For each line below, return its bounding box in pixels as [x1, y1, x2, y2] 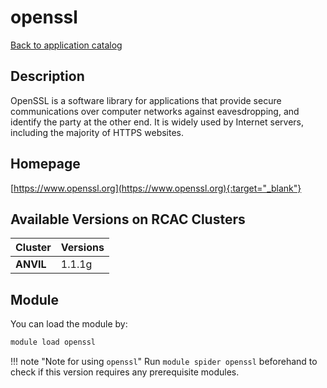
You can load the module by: [10, 318, 128, 330]
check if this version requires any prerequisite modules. [10, 366, 240, 378]
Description [10, 68, 85, 85]
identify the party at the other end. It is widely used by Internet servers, [10, 116, 305, 128]
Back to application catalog [10, 39, 123, 51]
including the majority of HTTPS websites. [10, 126, 185, 138]
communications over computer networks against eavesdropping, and [10, 105, 300, 117]
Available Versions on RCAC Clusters [10, 211, 246, 228]
